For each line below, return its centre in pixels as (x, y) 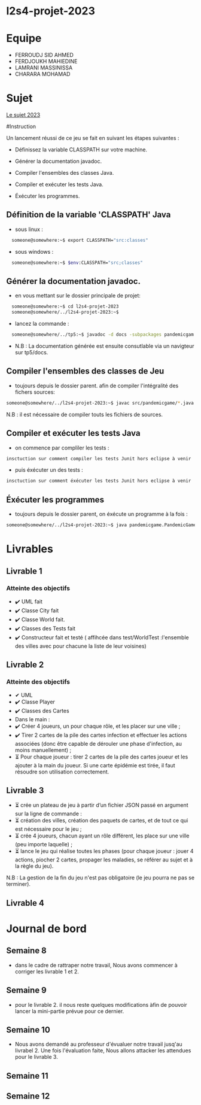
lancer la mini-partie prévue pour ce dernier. (69, 1011)
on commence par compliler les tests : (62, 448)
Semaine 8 (26, 951)
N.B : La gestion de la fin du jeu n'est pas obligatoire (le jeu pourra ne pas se (100, 878)
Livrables (30, 549)
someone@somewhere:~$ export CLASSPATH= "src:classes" (80, 240)
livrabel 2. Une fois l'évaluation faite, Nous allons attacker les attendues (103, 1051)
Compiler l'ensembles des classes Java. (64, 173)
